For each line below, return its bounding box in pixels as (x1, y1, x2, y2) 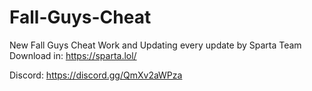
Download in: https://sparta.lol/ (9, 49, 137, 61)
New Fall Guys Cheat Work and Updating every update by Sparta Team (9, 39, 302, 51)
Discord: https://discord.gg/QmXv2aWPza (9, 69, 183, 81)
